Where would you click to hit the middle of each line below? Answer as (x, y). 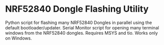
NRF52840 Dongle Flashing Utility (77, 9)
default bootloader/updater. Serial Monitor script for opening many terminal (82, 27)
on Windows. (19, 38)
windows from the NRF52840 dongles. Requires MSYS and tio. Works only (82, 33)
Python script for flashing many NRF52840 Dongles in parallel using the (79, 22)
